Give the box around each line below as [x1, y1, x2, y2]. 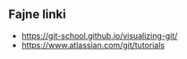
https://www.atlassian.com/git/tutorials [21, 40, 166, 50]
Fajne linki [8, 7, 66, 22]
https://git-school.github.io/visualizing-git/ [21, 30, 178, 41]
